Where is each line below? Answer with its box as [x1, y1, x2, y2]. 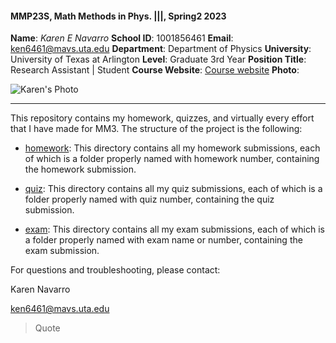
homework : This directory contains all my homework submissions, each [24, 142, 321, 154]
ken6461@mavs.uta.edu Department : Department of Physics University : [10, 43, 312, 55]
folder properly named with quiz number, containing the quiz [24, 193, 275, 206]
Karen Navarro [10, 283, 71, 296]
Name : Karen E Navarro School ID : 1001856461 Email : [10, 32, 234, 44]
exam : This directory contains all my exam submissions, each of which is [24, 223, 325, 236]
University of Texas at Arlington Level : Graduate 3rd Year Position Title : [10, 53, 307, 66]
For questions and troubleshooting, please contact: [10, 264, 221, 276]
